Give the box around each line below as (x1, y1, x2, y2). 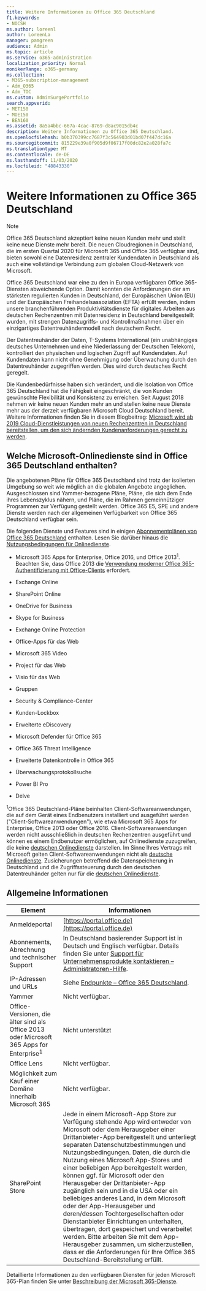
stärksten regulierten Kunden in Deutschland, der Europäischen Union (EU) (6, 292, 196, 299)
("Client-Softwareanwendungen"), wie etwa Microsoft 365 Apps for (6, 818, 177, 825)
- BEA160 (6, 117, 29, 123)
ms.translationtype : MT (6, 145, 67, 152)
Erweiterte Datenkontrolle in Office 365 (15, 756, 115, 764)
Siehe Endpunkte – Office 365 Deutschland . (63, 978, 189, 987)
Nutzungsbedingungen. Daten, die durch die (63, 1148, 191, 1157)
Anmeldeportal (9, 920, 52, 929)
